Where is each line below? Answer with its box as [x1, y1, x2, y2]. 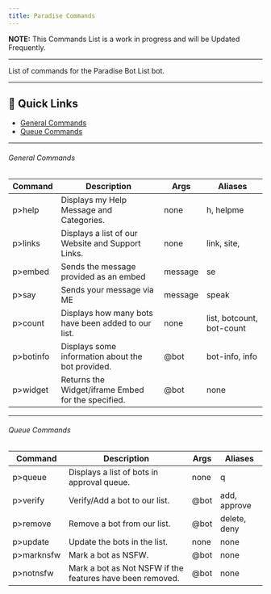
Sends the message [60, 260, 136, 272]
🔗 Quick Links [8, 97, 78, 111]
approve [220, 499, 252, 511]
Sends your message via [60, 284, 155, 295]
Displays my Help [60, 194, 127, 205]
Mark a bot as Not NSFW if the [68, 562, 184, 574]
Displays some [60, 340, 117, 352]
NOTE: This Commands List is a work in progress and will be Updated [8, 34, 240, 44]
